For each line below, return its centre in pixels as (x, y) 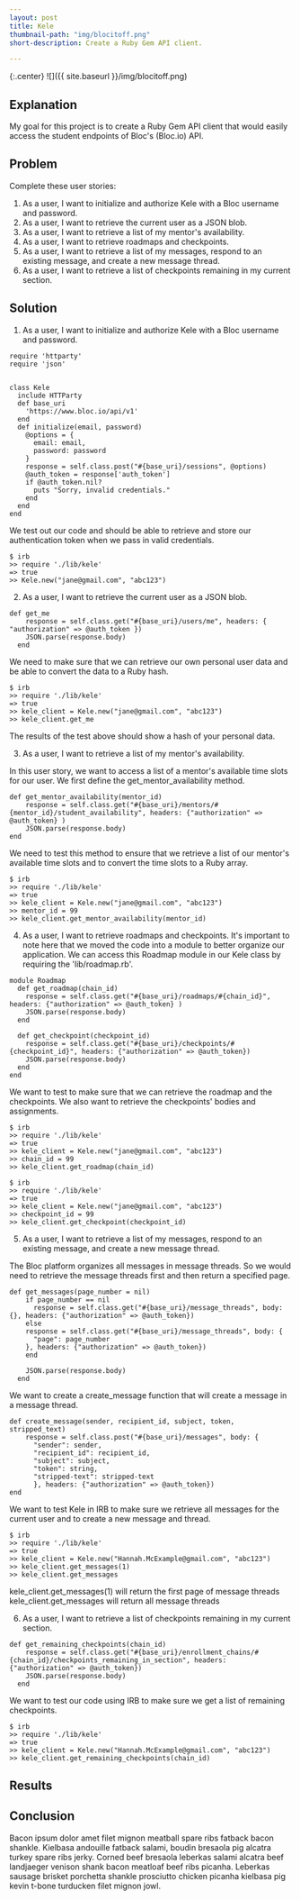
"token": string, (66, 1468)
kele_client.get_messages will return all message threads (115, 1601)
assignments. (34, 1111)
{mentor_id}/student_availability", (78, 813)
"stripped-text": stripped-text (93, 1477)
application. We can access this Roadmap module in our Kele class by (151, 954)
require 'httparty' (46, 356)
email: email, (60, 442)
